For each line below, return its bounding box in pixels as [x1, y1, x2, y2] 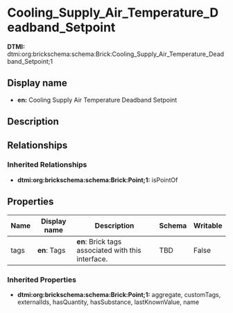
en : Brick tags [76, 237, 122, 247]
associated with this [76, 245, 142, 255]
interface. [76, 254, 108, 264]
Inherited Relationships [7, 160, 87, 170]
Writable [193, 220, 223, 230]
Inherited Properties [7, 275, 76, 285]
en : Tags [37, 245, 66, 255]
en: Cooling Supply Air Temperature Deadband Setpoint [17, 96, 178, 104]
